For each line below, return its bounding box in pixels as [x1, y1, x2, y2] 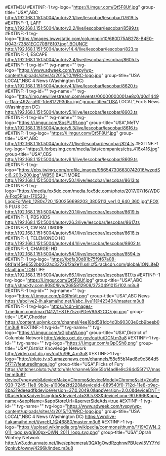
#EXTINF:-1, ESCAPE [5, 51, 48, 57]
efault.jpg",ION [5, 267, 36, 272]
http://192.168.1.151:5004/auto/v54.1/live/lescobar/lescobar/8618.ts [5, 230, 140, 236]
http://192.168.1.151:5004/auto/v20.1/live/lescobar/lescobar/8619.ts [5, 209, 140, 214]
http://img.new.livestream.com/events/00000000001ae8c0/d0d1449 [19, 93, 159, 99]
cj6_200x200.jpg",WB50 [5, 172, 55, 178]
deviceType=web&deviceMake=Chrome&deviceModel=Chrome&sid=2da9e [5, 377, 160, 382]
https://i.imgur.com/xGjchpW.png [19, 330, 86, 335]
